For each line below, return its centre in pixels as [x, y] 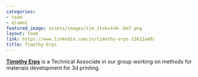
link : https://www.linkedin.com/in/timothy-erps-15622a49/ [81, 39]
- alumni [17, 23]
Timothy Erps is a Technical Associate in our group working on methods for [99, 61]
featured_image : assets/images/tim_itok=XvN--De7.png [74, 28]
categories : [21, 12]
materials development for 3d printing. [53, 68]
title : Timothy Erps [32, 45]
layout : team [22, 34]
